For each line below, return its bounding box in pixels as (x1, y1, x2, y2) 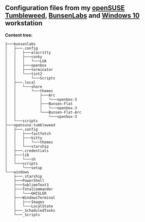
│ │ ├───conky (5, 54, 42, 59)
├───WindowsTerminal (14, 195, 55, 200)
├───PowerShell (14, 178, 45, 183)
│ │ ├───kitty (5, 135, 42, 141)
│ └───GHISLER (14, 191, 47, 196)
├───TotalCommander (14, 186, 54, 192)
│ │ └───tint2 (5, 71, 42, 76)
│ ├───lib (5, 152, 29, 158)
